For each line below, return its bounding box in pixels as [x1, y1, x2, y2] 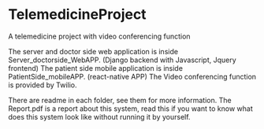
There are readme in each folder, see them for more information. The [8, 95, 232, 105]
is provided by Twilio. [8, 80, 77, 90]
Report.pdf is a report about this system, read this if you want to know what [8, 104, 254, 113]
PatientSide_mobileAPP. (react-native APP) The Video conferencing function [8, 72, 257, 81]
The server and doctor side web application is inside [8, 46, 179, 56]
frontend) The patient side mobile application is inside [8, 63, 184, 72]
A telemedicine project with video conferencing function [8, 31, 191, 41]
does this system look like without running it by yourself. [8, 112, 191, 121]
